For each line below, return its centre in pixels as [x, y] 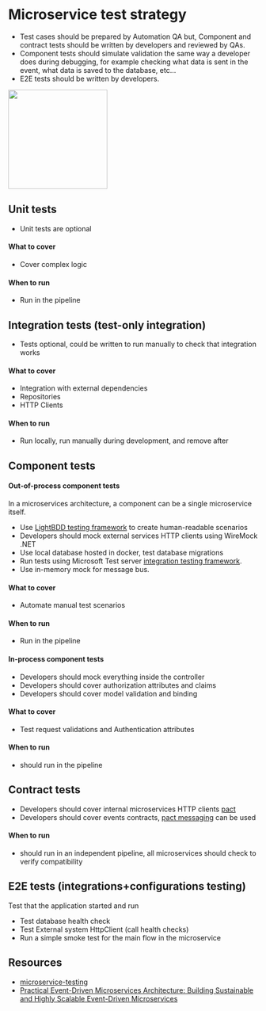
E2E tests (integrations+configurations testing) [127, 886]
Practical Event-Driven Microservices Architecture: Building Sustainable [137, 990]
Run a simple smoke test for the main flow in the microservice [120, 937]
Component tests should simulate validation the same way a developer [135, 53]
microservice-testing [54, 982]
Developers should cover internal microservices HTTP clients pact [127, 809]
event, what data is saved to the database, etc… [98, 70]
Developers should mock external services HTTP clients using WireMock [139, 536]
